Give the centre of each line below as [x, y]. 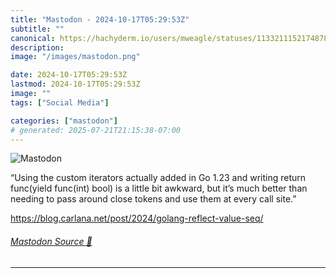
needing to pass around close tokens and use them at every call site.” [153, 199]
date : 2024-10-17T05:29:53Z [69, 75]
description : [37, 47]
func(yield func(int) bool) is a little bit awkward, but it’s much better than [159, 188]
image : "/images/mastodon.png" [75, 57]
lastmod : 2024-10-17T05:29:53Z [75, 84]
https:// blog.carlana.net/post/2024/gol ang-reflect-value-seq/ [137, 218]
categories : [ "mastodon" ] [64, 121]
